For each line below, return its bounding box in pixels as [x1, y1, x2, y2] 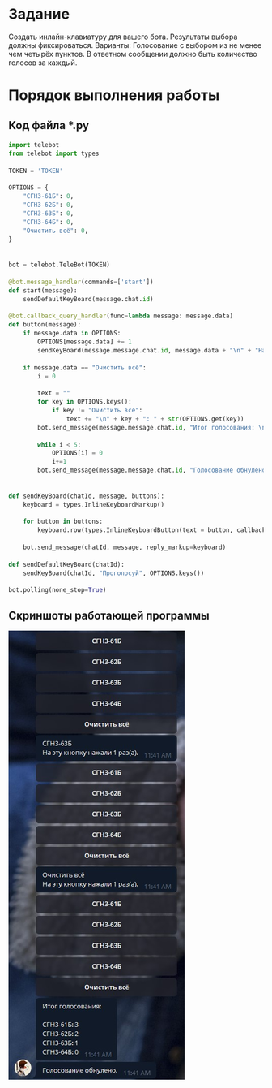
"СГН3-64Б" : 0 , [23, 218, 74, 226]
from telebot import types [8, 149, 100, 158]
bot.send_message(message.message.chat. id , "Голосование [37, 466, 233, 475]
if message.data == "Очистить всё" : [23, 363, 147, 372]
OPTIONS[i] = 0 [51, 449, 104, 457]
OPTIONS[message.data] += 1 [37, 338, 132, 346]
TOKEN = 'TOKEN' [8, 166, 63, 175]
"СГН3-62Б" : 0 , [23, 201, 74, 209]
